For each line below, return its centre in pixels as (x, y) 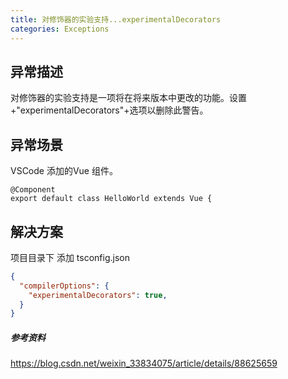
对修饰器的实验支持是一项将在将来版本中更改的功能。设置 (128, 98)
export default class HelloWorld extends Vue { (111, 199)
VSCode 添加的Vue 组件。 (64, 171)
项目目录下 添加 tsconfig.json (70, 257)
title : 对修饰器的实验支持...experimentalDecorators (116, 19)
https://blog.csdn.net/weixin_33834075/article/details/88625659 (144, 363)
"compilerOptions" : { (64, 286)
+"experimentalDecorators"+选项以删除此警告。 (109, 110)
